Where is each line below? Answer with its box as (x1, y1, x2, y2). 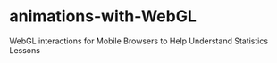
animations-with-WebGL (9, 6, 197, 27)
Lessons (9, 44, 40, 55)
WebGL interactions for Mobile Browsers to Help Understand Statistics (9, 35, 269, 46)
